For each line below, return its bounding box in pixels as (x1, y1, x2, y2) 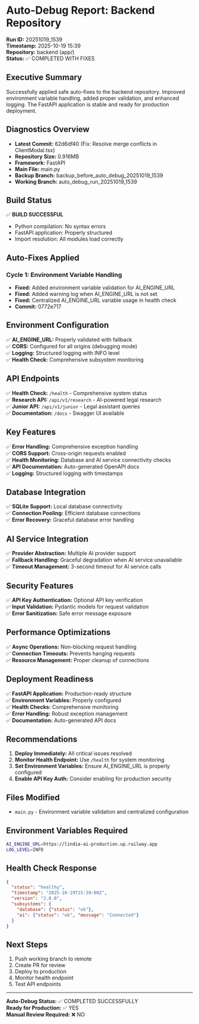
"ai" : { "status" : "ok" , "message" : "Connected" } (17, 912, 139, 918)
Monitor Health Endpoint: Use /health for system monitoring (14, 756, 165, 764)
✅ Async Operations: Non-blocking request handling (6, 643, 137, 650)
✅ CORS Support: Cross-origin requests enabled (6, 449, 126, 456)
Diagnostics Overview (6, 124, 90, 134)
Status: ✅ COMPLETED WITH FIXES (6, 55, 95, 62)
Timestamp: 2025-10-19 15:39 (6, 42, 81, 49)
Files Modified (6, 792, 60, 802)
